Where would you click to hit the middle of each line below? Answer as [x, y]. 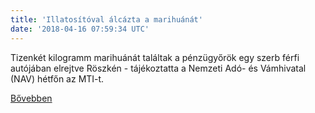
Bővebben [31, 98]
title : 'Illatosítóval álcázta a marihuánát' [106, 19]
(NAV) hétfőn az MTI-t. [57, 78]
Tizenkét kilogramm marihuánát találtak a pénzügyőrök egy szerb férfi [155, 57]
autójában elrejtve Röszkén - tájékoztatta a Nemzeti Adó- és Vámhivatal [158, 68]
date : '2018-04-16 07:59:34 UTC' [80, 29]
